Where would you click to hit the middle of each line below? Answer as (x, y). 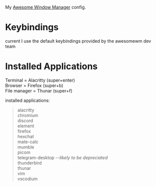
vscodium (27, 179)
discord (25, 120)
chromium (28, 115)
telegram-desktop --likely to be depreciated (63, 157)
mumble (26, 147)
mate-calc (28, 142)
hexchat (25, 136)
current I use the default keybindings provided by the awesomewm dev (78, 41)
